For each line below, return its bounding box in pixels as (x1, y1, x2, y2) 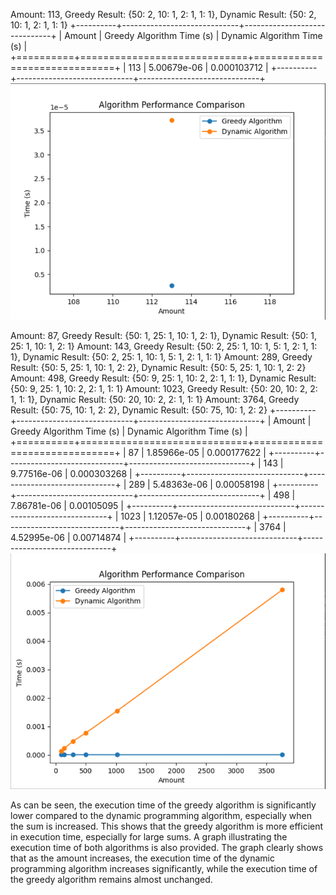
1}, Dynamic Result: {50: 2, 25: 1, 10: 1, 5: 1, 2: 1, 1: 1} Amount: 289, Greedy (10, 350, 313, 363)
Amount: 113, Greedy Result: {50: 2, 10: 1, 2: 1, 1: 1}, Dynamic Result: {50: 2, (10, 9, 317, 20)
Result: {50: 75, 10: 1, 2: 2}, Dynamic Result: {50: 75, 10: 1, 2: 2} (10, 404, 268, 416)
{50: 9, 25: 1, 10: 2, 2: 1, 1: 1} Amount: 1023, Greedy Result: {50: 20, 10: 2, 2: (10, 382, 318, 394)
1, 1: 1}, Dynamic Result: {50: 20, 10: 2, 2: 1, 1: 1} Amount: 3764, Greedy (10, 393, 300, 405)
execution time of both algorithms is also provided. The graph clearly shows (10, 841, 324, 853)
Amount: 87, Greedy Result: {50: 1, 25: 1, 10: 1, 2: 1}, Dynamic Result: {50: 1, (10, 329, 318, 341)
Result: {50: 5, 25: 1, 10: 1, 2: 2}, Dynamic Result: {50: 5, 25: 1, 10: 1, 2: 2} (10, 361, 307, 373)
